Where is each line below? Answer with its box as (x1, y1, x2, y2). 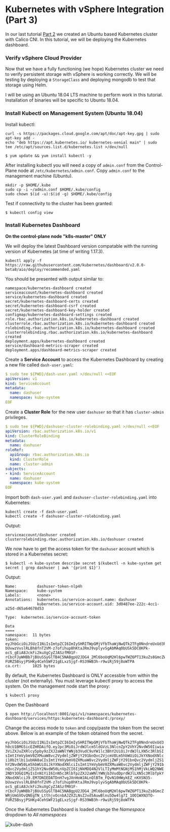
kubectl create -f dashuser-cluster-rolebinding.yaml (5, 514, 121, 519)
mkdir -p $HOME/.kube (5, 182, 51, 188)
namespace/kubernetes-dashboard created (5, 286, 92, 291)
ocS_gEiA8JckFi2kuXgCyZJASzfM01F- (5, 784, 78, 790)
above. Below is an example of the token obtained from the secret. (5, 730, 144, 736)
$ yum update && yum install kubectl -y (5, 153, 92, 158)
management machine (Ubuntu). (5, 173, 73, 179)
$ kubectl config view (5, 210, 53, 215)
